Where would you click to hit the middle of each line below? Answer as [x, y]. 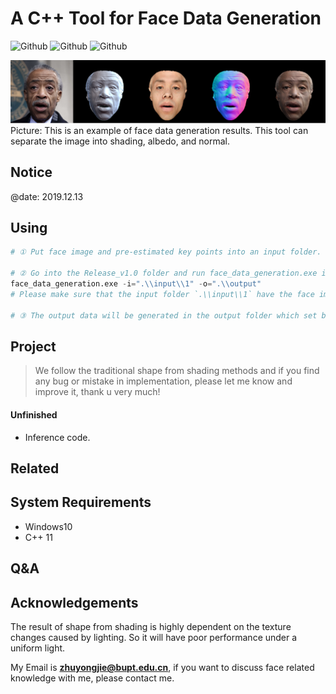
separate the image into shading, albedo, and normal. [120, 141]
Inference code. [57, 437]
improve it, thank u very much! [97, 392]
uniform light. [38, 648]
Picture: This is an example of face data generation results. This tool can [159, 130]
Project [33, 346]
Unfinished [34, 414]
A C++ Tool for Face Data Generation [166, 18]
